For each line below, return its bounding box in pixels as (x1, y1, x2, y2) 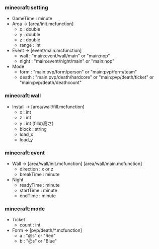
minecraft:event (5, 149, 45, 156)
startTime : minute (19, 187, 57, 193)
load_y (19, 136, 33, 142)
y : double (19, 32, 41, 38)
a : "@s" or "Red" (19, 233, 56, 239)
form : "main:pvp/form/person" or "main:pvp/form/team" (19, 69, 137, 75)
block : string (19, 126, 47, 132)
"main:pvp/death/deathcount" (19, 79, 82, 86)
